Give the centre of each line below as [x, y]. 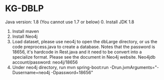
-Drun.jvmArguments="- [134, 67]
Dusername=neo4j [31, 72]
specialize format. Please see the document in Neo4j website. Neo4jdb [84, 57]
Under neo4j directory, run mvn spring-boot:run [60, 67]
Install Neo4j [25, 36]
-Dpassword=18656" [72, 72]
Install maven [25, 31]
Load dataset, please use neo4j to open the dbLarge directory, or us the [85, 41]
